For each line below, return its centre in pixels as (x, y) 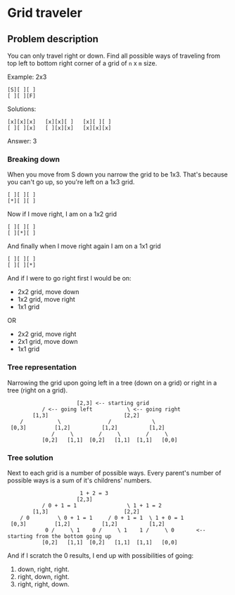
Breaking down (34, 159)
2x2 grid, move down (48, 292)
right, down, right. (43, 576)
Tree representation (42, 367)
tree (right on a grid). (38, 390)
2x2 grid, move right (47, 334)
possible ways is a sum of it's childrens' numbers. (80, 480)
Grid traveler (45, 13)
